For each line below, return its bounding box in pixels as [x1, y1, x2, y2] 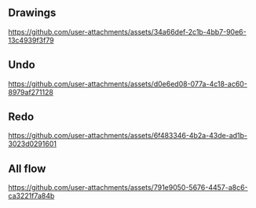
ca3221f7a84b [8, 192, 55, 201]
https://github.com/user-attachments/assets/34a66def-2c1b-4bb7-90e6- [8, 27, 247, 36]
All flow [8, 162, 46, 175]
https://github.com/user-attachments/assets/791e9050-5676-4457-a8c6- [8, 183, 249, 192]
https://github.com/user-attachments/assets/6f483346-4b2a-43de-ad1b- [8, 131, 248, 140]
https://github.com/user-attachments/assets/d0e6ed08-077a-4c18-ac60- [8, 78, 247, 89]
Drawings [8, 6, 57, 20]
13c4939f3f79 [8, 35, 54, 45]
